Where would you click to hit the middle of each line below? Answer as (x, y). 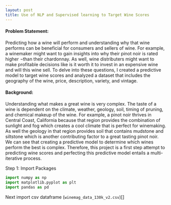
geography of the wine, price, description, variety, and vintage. (71, 80)
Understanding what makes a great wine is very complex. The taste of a (81, 104)
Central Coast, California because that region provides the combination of (83, 120)
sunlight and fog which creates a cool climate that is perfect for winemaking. (86, 126)
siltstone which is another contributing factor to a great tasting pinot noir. (82, 136)
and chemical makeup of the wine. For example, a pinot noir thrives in (78, 115)
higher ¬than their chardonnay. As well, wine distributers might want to (80, 59)
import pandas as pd (27, 187)
